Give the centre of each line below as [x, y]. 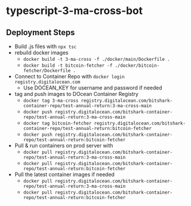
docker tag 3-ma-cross [51, 101]
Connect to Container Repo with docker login [70, 76]
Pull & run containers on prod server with [64, 145]
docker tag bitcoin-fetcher [57, 123]
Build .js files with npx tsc [46, 46]
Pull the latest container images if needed [65, 174]
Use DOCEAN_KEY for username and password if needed [93, 88]
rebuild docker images [41, 53]
